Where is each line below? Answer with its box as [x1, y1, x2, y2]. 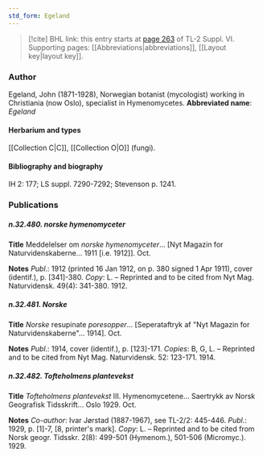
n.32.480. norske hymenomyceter [8, 219, 126, 229]
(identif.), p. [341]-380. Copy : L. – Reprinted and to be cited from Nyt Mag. [8, 272, 254, 282]
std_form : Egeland [8, 11, 70, 20]
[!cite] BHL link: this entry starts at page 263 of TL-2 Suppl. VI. [27, 34, 235, 44]
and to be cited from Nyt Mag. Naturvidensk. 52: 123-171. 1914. [8, 352, 216, 363]
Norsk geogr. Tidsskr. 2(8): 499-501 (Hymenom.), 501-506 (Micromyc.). [8, 433, 247, 442]
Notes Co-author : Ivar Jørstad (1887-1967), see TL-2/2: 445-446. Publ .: [8, 416, 248, 426]
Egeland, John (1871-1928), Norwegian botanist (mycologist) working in [8, 89, 245, 99]
